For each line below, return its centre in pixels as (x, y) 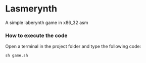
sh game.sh (17, 55)
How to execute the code (36, 35)
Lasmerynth (31, 9)
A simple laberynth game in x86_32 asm (47, 22)
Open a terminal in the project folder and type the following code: (73, 46)
